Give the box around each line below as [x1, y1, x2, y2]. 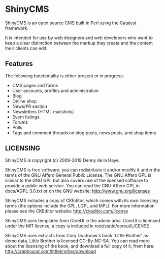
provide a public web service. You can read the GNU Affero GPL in [5, 182, 140, 189]
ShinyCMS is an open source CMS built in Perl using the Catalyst [5, 20, 137, 26]
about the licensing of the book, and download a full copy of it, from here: [5, 243, 155, 249]
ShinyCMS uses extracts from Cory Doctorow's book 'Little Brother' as [5, 232, 149, 238]
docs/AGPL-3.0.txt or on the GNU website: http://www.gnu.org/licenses [5, 188, 150, 194]
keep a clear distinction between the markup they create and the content [5, 40, 153, 46]
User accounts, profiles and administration [12, 88, 99, 94]
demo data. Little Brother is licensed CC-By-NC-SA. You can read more [5, 238, 150, 244]
